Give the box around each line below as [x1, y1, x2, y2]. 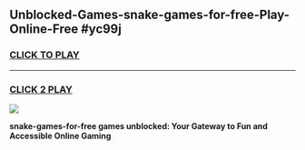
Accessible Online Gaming [9, 130, 112, 141]
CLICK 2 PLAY [9, 83, 73, 95]
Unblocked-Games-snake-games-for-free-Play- [9, 7, 290, 23]
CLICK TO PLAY [9, 49, 80, 62]
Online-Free [9, 22, 79, 37]
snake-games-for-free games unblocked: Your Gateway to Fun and [9, 120, 268, 131]
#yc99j [80, 22, 123, 37]
